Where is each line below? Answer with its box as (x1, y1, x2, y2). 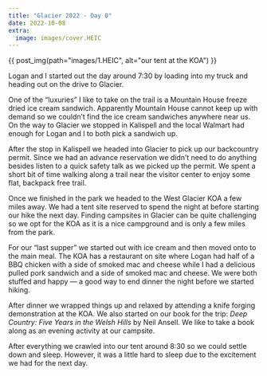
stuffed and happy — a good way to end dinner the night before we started (8, 276, 254, 287)
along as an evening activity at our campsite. (8, 326, 155, 335)
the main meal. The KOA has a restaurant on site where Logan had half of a (8, 252, 255, 261)
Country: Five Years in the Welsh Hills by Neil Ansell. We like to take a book (8, 318, 255, 327)
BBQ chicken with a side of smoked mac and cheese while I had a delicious (8, 260, 256, 269)
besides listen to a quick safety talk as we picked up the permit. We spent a (8, 161, 256, 171)
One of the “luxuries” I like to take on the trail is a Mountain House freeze (8, 95, 248, 104)
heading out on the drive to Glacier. (8, 80, 124, 89)
